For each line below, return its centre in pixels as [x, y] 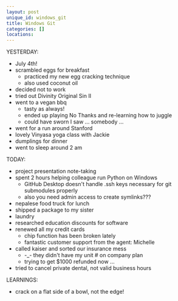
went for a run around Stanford [54, 128]
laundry [25, 216]
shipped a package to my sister [54, 210]
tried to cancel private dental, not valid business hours [83, 268]
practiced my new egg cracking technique [77, 77]
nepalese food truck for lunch [52, 204]
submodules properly [51, 191]
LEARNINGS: [22, 280]
